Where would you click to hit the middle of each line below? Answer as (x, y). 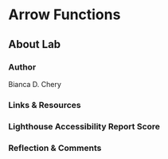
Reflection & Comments (55, 148)
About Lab (35, 44)
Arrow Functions (64, 15)
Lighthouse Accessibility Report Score (84, 126)
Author (22, 67)
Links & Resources (45, 105)
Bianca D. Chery (35, 84)
